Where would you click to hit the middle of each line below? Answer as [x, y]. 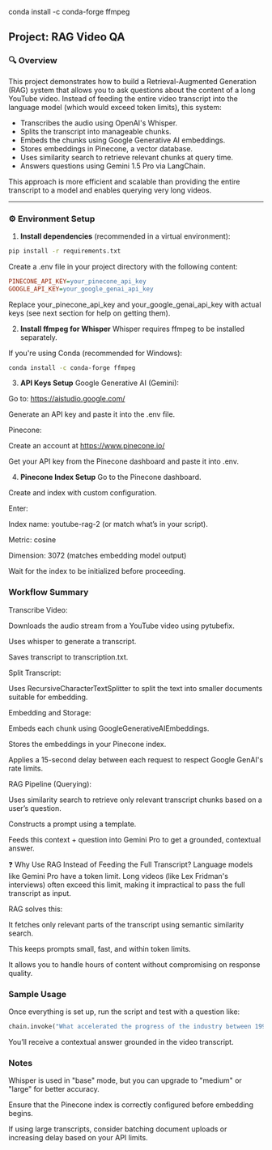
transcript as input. [40, 893]
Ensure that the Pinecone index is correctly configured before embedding [131, 1105]
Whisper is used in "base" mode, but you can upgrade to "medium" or [125, 1080]
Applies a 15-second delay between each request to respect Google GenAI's [136, 759]
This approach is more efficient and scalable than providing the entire [124, 181]
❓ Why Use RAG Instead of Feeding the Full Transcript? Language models [131, 864]
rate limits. [25, 768]
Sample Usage [38, 994]
